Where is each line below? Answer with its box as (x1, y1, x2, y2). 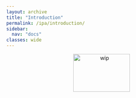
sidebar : (6, 25, 28, 32)
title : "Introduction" (6, 15, 63, 21)
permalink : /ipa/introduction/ (6, 20, 85, 26)
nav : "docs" (11, 31, 42, 38)
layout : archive (6, 8, 47, 15)
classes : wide (6, 37, 42, 43)
